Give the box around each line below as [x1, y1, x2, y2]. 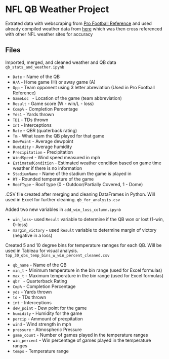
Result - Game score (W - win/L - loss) [12, 100, 94, 106]
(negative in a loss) [12, 232, 53, 238]
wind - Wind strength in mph [12, 321, 72, 327]
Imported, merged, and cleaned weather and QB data [5, 59, 116, 65]
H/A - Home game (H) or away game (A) [12, 79, 96, 85]
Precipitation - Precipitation [12, 149, 73, 155]
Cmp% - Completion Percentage [12, 283, 76, 290]
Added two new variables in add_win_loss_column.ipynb [5, 206, 121, 212]
